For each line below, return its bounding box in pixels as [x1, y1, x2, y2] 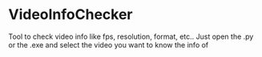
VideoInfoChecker [8, 6, 133, 24]
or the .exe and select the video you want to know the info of [8, 40, 209, 49]
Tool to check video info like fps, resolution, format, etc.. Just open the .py [8, 32, 254, 41]
